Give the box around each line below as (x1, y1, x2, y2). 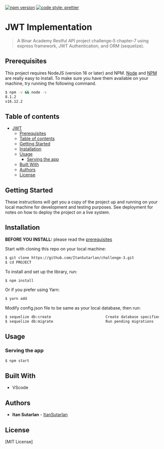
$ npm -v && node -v (5, 90, 47, 95)
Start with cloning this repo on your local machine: (5, 246, 106, 252)
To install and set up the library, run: (5, 269, 78, 274)
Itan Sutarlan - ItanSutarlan (12, 412, 68, 418)
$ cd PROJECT (5, 260, 32, 265)
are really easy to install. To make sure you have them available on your (5, 75, 149, 81)
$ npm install (5, 278, 34, 283)
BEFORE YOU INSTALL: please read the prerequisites (5, 236, 112, 242)
